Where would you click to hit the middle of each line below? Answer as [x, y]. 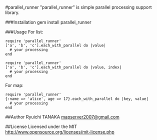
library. [12, 12]
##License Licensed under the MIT [41, 126]
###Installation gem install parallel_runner [48, 22]
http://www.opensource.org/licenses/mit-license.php [60, 132]
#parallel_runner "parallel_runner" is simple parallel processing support [78, 7]
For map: [14, 85]
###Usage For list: [24, 32]
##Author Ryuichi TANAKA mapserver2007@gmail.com [62, 117]
